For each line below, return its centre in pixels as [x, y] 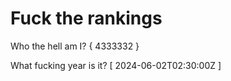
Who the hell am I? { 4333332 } [75, 46]
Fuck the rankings [86, 18]
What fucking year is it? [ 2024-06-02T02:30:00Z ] [116, 65]
